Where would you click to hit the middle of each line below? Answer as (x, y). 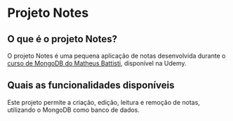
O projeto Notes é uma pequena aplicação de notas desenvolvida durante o (116, 56)
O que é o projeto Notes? (62, 39)
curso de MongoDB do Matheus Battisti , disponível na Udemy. (97, 63)
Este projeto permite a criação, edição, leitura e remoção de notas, (104, 102)
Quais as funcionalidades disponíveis (91, 85)
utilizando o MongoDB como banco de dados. (74, 110)
